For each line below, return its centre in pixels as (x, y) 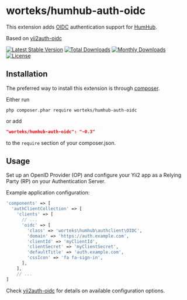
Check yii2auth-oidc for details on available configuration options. (86, 291)
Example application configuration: (48, 193)
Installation (27, 74)
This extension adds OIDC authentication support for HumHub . (82, 27)
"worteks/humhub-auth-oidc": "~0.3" (51, 132)
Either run (18, 99)
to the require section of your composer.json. (61, 143)
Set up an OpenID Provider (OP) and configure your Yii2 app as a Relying (94, 175)
